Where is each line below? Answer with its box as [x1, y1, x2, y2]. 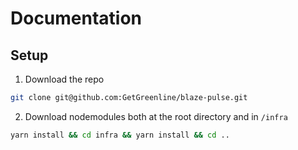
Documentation [10, 7, 143, 30]
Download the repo [24, 73, 105, 85]
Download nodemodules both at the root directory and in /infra [24, 110, 288, 122]
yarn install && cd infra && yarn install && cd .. [10, 130, 230, 140]
